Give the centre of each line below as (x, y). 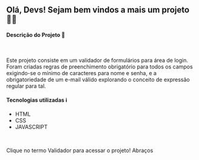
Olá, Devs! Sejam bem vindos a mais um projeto (98, 10)
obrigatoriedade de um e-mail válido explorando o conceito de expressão (98, 79)
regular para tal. (26, 86)
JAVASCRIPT (31, 127)
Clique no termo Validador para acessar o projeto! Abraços (80, 150)
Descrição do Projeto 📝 (36, 35)
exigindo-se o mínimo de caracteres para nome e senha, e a (81, 73)
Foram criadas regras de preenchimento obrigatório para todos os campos (99, 67)
